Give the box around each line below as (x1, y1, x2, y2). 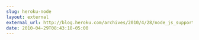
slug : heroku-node (6, 8, 52, 15)
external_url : (6, 19, 41, 25)
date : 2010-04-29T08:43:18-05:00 (6, 25, 89, 31)
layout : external (6, 14, 49, 20)
